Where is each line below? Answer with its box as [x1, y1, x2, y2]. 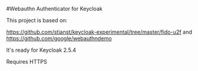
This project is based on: [6, 17, 68, 23]
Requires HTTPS [6, 58, 48, 65]
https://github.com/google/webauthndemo [6, 35, 113, 42]
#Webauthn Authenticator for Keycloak [6, 5, 103, 12]
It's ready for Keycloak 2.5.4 [6, 46, 76, 54]
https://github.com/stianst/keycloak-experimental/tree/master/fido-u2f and [6, 28, 193, 35]
